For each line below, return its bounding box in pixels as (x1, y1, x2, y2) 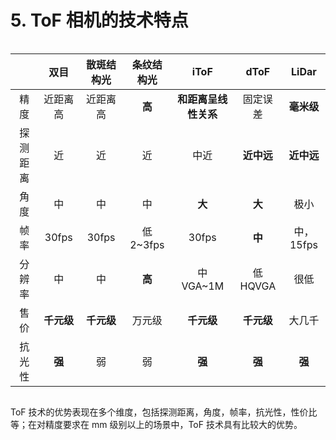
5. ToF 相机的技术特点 (10, 9, 189, 32)
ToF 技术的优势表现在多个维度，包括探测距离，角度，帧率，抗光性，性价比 (10, 406, 318, 418)
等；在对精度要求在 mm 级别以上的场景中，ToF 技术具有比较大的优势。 (10, 418, 303, 430)
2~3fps (129, 237, 165, 251)
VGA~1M (181, 279, 225, 293)
